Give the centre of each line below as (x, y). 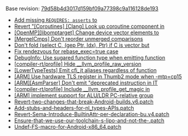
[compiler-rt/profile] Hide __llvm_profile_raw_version (78, 64)
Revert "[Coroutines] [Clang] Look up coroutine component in (89, 26)
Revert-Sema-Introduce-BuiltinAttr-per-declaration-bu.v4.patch (92, 114)
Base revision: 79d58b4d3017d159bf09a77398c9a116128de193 (82, 9)
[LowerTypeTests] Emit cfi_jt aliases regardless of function (85, 70)
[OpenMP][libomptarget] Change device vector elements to (86, 33)
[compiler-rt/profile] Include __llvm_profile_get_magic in (82, 89)
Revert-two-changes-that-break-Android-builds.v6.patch (84, 102)
